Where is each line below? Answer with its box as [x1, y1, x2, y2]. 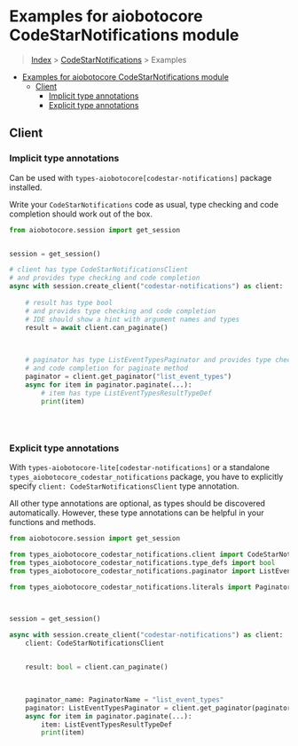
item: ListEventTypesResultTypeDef [41, 720, 173, 729]
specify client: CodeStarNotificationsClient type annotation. [9, 481, 239, 491]
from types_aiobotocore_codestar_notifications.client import [9, 550, 244, 560]
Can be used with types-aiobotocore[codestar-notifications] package [9, 172, 272, 183]
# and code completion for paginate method [25, 364, 189, 373]
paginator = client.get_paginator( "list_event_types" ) [25, 372, 232, 381]
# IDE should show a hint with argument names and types [25, 315, 240, 324]
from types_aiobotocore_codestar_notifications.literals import [9, 583, 252, 592]
